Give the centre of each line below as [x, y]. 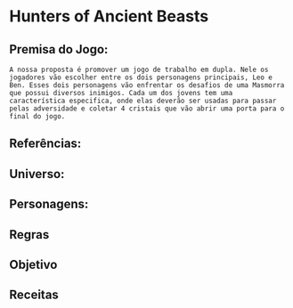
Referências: [45, 144]
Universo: [37, 174]
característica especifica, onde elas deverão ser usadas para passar [143, 101]
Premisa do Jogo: [59, 49]
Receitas [34, 295]
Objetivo [33, 264]
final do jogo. [37, 117]
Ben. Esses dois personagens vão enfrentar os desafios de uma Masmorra [147, 85]
